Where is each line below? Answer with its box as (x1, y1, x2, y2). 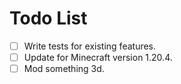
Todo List (9, 7, 88, 30)
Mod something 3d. (23, 63, 105, 75)
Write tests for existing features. (23, 40, 157, 52)
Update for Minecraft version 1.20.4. (23, 52, 173, 63)
